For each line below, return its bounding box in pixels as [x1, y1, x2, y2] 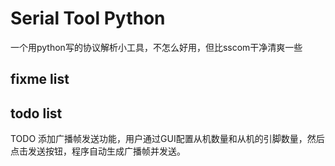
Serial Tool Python [10, 7, 166, 30]
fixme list [10, 71, 70, 88]
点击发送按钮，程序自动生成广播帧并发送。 [10, 145, 186, 157]
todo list [10, 105, 63, 122]
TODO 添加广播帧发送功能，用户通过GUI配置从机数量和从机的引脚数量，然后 [10, 133, 325, 145]
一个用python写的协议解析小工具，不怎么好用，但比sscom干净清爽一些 [10, 41, 303, 53]
